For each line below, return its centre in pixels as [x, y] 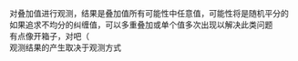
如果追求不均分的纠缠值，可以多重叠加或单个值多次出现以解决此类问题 [141, 25]
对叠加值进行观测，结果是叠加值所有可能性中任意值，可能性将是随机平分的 [149, 13]
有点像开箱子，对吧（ [49, 36]
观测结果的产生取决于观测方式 [65, 47]
